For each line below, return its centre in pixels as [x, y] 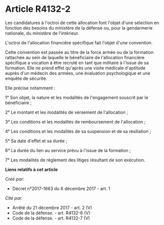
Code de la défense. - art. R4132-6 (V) [51, 213]
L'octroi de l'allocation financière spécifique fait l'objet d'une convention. [79, 42]
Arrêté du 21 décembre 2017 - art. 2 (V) [52, 207]
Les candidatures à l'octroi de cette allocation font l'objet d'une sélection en [82, 23]
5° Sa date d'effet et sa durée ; [36, 141]
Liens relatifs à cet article [32, 169]
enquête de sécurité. [26, 78]
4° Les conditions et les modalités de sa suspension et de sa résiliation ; [78, 131]
